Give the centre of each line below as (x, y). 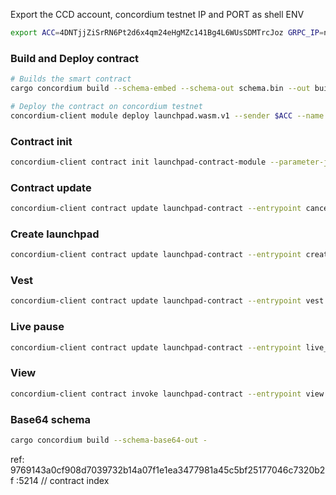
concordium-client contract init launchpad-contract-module (138, 162)
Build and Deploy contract (75, 58)
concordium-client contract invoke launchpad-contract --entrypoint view (167, 394)
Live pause (37, 327)
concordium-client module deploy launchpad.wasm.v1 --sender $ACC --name (167, 115)
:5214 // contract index (63, 480)
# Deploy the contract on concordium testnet (106, 106)
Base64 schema (50, 419)
